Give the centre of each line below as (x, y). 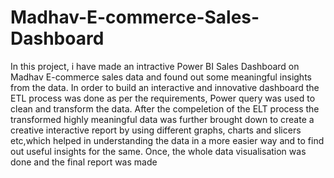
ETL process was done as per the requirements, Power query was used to (163, 98)
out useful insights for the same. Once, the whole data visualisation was (158, 151)
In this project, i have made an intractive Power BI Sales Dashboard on (155, 66)
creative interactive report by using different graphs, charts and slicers (156, 130)
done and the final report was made (84, 162)
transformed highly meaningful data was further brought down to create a (162, 119)
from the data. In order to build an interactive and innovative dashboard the (165, 87)
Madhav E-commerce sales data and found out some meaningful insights (161, 77)
